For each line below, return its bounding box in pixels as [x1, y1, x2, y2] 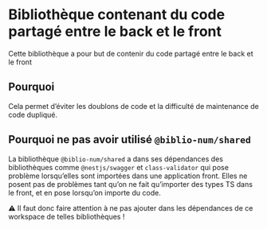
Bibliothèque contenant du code [8, 6, 226, 24]
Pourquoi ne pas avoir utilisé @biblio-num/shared [8, 133, 251, 146]
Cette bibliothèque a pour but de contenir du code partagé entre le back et [8, 49, 253, 58]
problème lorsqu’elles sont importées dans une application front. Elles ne [8, 171, 248, 180]
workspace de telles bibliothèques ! [8, 212, 125, 221]
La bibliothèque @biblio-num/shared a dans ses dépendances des [8, 153, 223, 164]
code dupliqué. [8, 110, 58, 119]
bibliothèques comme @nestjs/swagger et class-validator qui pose [8, 162, 230, 172]
